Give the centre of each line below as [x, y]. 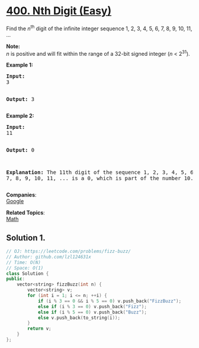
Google [15, 201]
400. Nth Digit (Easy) [59, 11]
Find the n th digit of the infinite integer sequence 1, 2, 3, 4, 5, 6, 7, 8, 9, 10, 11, [99, 28]
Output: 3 [20, 99]
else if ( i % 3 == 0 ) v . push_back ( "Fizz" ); [92, 306]
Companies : [21, 195]
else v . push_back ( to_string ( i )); [79, 318]
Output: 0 [20, 150]
